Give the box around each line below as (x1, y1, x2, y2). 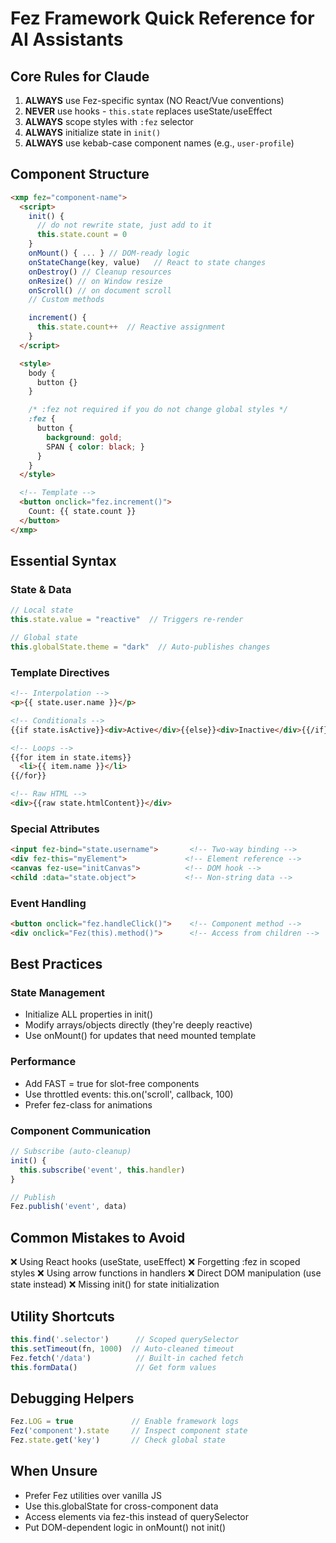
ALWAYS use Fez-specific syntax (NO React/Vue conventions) (24, 95, 285, 106)
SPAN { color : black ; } (46, 442, 145, 452)
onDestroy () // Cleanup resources (28, 267, 172, 277)
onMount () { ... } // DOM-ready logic (28, 248, 190, 259)
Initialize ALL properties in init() (24, 1008, 154, 1021)
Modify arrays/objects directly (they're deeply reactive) (24, 1019, 253, 1031)
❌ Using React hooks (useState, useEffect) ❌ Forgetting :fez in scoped (10, 1256, 301, 1268)
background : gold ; (46, 432, 123, 442)
